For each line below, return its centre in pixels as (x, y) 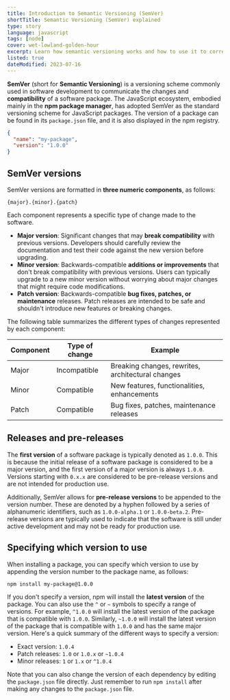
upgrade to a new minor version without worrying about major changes (117, 279)
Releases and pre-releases (65, 438)
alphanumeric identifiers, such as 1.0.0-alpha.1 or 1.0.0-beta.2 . (99, 512)
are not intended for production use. (58, 484)
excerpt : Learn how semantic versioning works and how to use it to (107, 52)
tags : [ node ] (26, 39)
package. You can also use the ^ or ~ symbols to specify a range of (102, 604)
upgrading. (33, 257)
